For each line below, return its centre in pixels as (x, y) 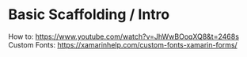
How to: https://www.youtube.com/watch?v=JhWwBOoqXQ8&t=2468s (124, 36)
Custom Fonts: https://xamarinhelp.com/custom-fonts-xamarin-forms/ (123, 44)
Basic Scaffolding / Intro (89, 15)
